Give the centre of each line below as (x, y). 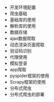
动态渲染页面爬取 (27, 45)
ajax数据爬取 (23, 38)
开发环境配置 (23, 7)
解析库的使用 (23, 26)
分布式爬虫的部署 (27, 94)
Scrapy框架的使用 (28, 82)
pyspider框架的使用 (29, 76)
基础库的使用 (23, 20)
